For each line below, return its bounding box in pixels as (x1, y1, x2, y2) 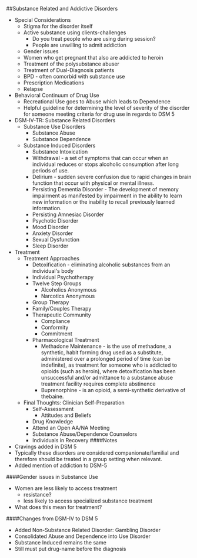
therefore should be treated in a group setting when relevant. (14, 456, 163, 462)
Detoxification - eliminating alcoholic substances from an (32, 261, 171, 268)
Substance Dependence (32, 136, 91, 142)
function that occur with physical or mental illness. (32, 180, 155, 187)
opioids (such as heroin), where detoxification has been (41, 368, 176, 374)
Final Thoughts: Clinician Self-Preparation (23, 399, 125, 406)
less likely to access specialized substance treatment (23, 497, 153, 504)
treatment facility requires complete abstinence (41, 380, 156, 387)
